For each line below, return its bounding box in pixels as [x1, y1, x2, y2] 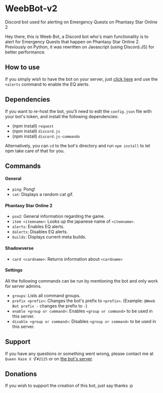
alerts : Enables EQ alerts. [12, 224, 65, 230]
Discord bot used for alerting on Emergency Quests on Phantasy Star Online [5, 19, 158, 25]
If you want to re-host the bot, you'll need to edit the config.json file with [5, 108, 152, 114]
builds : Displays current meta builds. [12, 234, 87, 240]
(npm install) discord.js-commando [12, 133, 80, 139]
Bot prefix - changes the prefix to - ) [12, 303, 88, 309]
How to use [5, 63, 40, 71]
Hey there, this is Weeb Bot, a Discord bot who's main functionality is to [5, 34, 149, 39]
